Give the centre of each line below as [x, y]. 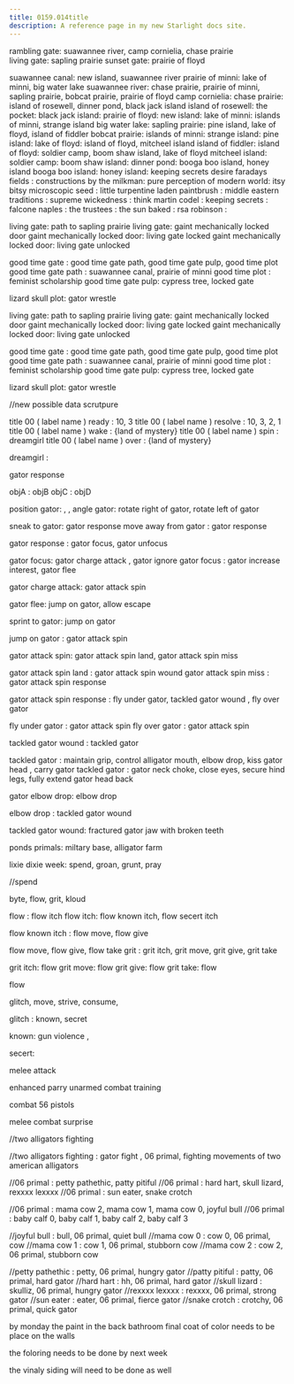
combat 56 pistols [42, 1104]
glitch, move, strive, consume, [64, 1002]
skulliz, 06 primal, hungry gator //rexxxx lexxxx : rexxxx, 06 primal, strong [143, 1290]
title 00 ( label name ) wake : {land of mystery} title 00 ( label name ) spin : [144, 431]
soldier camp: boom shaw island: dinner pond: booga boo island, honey [139, 162]
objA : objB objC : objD [50, 491]
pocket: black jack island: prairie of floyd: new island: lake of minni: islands [145, 115]
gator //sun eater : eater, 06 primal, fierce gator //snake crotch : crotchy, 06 [147, 1299]
